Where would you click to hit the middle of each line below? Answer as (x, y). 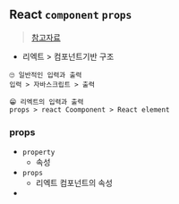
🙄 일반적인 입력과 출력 (46, 75)
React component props (71, 15)
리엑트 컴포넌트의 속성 (74, 183)
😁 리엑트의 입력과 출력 (47, 102)
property (38, 153)
